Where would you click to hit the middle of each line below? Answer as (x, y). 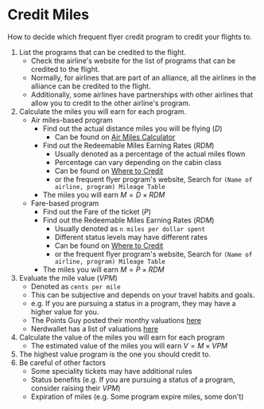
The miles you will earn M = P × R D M (103, 269)
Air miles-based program (72, 120)
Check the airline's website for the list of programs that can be (133, 61)
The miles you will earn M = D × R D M (104, 195)
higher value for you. (65, 312)
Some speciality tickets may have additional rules (111, 371)
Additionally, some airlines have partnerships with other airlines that (142, 94)
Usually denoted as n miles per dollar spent (130, 228)
